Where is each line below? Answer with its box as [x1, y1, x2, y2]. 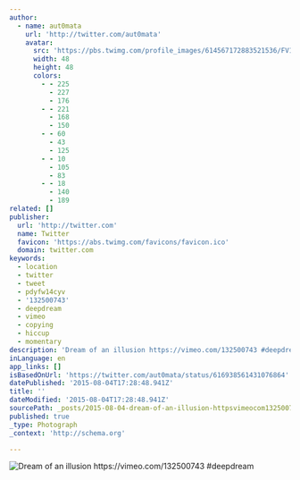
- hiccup [17, 329, 50, 338]
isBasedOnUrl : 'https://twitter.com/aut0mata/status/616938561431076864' [9, 370, 290, 380]
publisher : [9, 212, 50, 222]
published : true [9, 412, 70, 421]
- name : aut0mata [17, 21, 82, 30]
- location [17, 263, 58, 272]
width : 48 [32, 55, 70, 63]
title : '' [9, 387, 46, 396]
